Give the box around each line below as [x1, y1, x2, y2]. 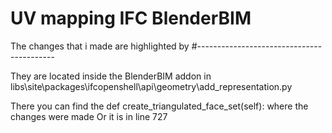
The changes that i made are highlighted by [10, 40, 190, 52]
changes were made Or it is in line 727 [10, 110, 168, 122]
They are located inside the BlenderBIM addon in [10, 70, 212, 82]
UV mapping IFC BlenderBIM [10, 7, 252, 30]
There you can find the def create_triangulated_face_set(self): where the [10, 100, 309, 112]
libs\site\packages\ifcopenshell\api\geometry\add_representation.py [10, 80, 293, 92]
